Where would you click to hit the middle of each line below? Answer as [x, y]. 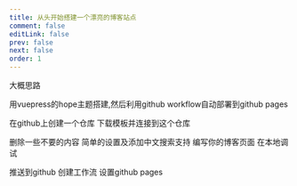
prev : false [31, 42]
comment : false [37, 26]
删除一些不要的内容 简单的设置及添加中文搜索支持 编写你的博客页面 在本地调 [149, 142]
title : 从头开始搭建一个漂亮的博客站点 [73, 17]
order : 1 [25, 59]
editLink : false [39, 34]
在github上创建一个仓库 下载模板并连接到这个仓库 [100, 123]
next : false [31, 51]
